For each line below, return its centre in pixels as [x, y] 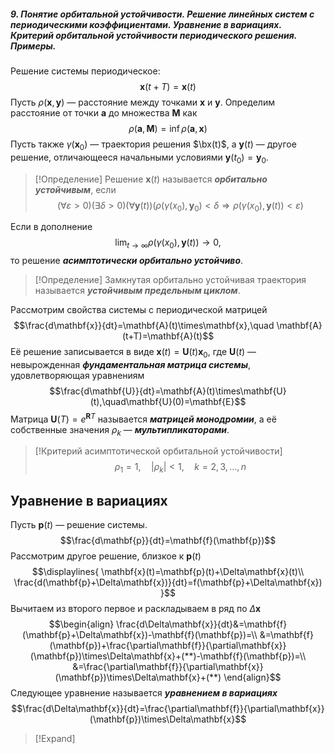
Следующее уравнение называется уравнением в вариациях [144, 693]
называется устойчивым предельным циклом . [137, 291]
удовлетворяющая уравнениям [77, 375]
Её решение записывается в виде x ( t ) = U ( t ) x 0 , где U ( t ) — [133, 353]
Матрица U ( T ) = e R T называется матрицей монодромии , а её [143, 418]
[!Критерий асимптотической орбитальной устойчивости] [158, 451]
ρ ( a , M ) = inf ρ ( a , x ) [168, 128]
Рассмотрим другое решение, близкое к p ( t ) [106, 556]
